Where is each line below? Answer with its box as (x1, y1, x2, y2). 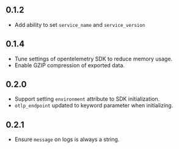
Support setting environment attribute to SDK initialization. (14, 95, 160, 103)
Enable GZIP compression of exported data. (14, 61, 125, 69)
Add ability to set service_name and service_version (14, 21, 145, 28)
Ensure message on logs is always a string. (14, 136, 120, 143)
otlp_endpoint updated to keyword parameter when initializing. (14, 102, 174, 109)
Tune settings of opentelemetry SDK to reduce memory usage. (14, 55, 173, 62)
